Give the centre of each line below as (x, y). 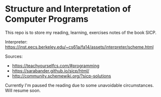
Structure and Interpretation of (68, 9)
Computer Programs (47, 19)
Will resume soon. (23, 90)
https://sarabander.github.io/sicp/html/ (51, 70)
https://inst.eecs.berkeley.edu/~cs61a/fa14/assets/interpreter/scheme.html (79, 47)
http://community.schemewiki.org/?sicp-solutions (61, 76)
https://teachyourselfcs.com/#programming (56, 66)
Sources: (14, 56)
